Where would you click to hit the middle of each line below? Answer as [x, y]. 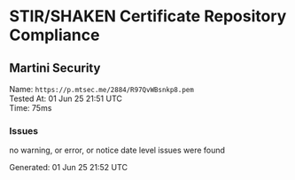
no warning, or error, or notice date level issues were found [117, 150]
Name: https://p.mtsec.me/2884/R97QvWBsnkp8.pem [102, 89]
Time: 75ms [31, 108]
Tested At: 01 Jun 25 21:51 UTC [66, 98]
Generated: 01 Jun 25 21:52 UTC [69, 168]
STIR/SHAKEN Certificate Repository [148, 16]
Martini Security [55, 68]
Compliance [54, 35]
